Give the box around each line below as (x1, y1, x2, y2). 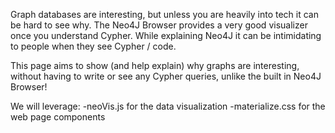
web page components (10, 111, 106, 123)
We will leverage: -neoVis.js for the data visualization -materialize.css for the (10, 100, 326, 112)
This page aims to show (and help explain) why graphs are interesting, (10, 60, 300, 71)
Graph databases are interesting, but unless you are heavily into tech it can (10, 9, 319, 20)
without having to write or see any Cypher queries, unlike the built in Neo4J (10, 70, 322, 82)
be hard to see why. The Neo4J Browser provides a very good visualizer (10, 19, 308, 31)
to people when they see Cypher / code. (10, 40, 177, 52)
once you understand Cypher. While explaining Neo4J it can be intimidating (10, 30, 322, 41)
